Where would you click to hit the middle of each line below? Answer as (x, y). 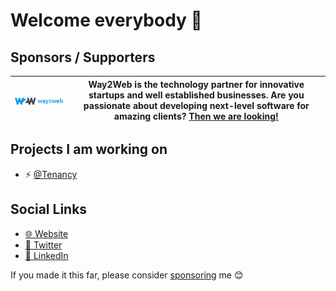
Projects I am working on (89, 149)
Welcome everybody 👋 (106, 20)
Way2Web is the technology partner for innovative (196, 84)
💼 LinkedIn (46, 255)
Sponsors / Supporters (83, 57)
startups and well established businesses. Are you (196, 95)
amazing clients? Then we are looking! (196, 116)
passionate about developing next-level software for (196, 105)
